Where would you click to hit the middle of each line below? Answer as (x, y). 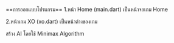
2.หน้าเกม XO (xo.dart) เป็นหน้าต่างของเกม (52, 21)
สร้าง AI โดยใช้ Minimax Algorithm (45, 34)
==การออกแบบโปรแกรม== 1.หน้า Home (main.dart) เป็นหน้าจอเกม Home (87, 9)
